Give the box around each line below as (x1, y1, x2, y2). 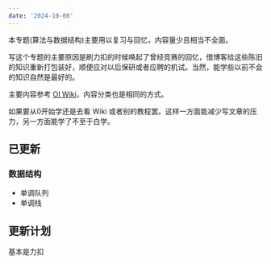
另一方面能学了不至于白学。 (22, 116, 115, 126)
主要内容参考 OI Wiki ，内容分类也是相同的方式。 (8, 89, 169, 99)
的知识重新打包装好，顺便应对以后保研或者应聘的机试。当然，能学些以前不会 (8, 62, 263, 72)
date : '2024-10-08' (8, 11, 74, 20)
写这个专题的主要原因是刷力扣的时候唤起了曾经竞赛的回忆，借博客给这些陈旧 (8, 52, 263, 61)
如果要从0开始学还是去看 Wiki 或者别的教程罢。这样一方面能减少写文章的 (8, 106, 250, 116)
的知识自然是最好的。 (8, 72, 79, 81)
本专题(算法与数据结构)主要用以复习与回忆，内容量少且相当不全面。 (8, 35, 233, 44)
